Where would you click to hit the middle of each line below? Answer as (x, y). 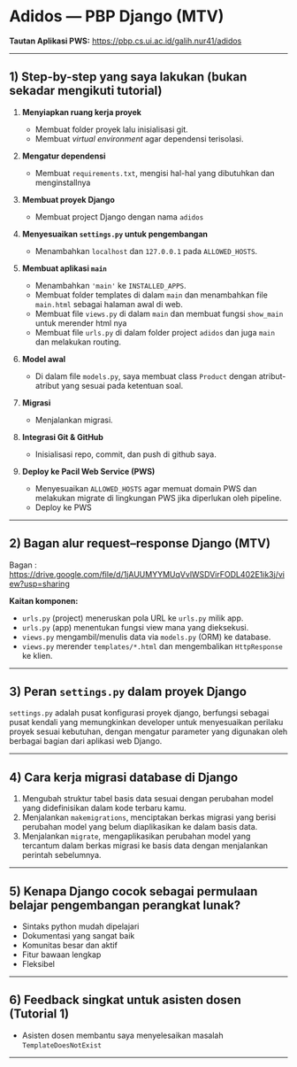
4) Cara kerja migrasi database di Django (124, 777)
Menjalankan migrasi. (74, 420)
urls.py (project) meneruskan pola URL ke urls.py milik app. (133, 618)
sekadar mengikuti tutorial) (86, 91)
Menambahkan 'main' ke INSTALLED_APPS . (111, 285)
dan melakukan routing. (78, 342)
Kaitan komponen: (44, 600)
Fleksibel (38, 964)
